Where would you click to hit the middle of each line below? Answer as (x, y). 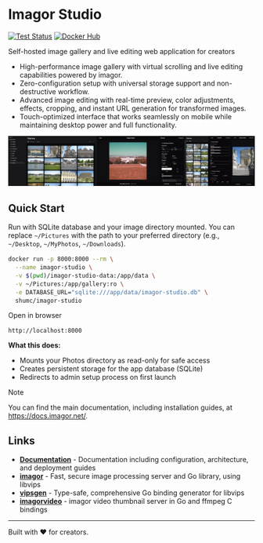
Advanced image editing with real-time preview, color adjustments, (127, 100)
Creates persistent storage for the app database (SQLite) (111, 369)
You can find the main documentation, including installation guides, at (120, 408)
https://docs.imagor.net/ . (48, 416)
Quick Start (36, 208)
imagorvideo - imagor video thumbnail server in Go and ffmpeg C (126, 501)
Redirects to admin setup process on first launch (98, 377)
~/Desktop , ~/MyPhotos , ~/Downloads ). (67, 244)
